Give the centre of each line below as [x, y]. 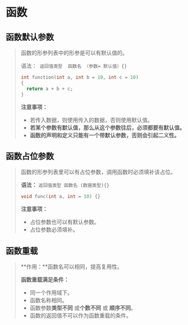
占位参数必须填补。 [54, 230]
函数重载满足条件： [45, 279]
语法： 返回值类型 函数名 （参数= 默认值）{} [74, 66]
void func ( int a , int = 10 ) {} [60, 197]
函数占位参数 [30, 156]
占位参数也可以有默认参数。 [65, 222]
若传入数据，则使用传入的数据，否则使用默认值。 [91, 120]
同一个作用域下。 [51, 293]
